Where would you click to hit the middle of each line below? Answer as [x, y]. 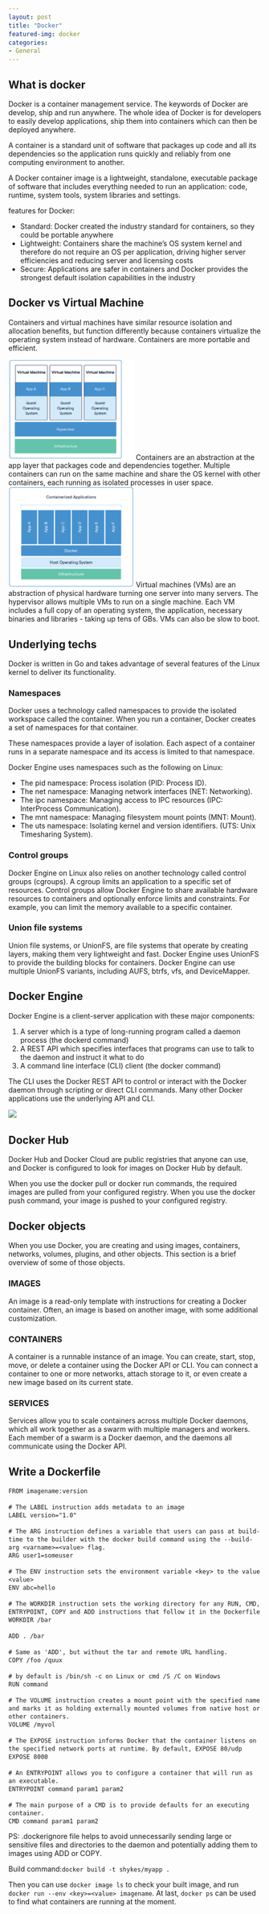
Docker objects [47, 1226]
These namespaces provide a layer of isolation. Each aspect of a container [132, 743]
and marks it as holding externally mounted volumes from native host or [134, 1709]
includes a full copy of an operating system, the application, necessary [125, 610]
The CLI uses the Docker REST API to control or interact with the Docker [128, 1081]
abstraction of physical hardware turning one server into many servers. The [133, 593]
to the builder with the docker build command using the [123, 1540]
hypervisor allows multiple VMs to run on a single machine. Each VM [122, 602]
